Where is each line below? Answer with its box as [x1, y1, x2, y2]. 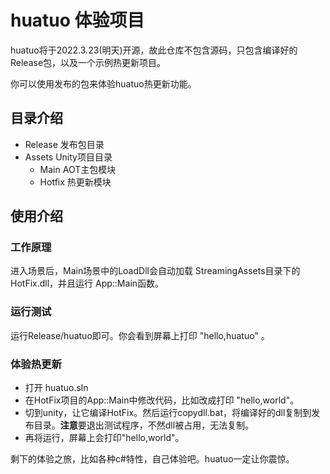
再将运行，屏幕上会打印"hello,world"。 [24, 432, 185, 444]
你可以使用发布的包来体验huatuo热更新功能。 [10, 77, 197, 90]
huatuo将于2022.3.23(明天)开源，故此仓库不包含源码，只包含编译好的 [10, 44, 298, 56]
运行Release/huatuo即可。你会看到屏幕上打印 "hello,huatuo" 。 [10, 329, 270, 341]
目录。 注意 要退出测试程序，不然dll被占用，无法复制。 [33, 419, 255, 431]
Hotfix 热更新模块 [39, 176, 112, 188]
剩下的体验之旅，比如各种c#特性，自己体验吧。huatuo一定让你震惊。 [10, 453, 295, 465]
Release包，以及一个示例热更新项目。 [10, 56, 167, 68]
